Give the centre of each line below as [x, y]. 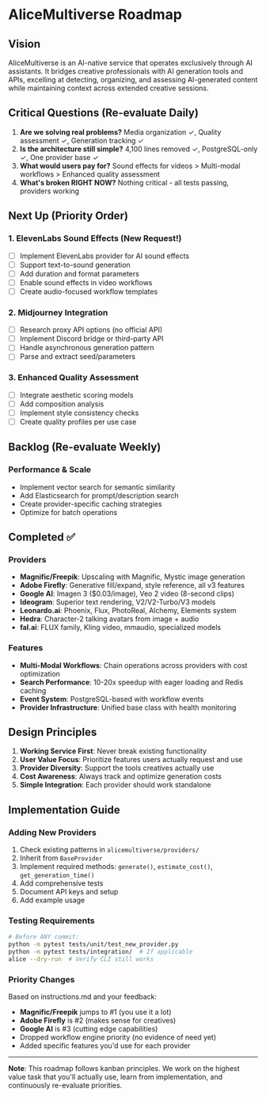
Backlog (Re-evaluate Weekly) [85, 447]
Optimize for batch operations [68, 512]
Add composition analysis [62, 404]
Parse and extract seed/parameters [78, 356]
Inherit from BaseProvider [61, 858]
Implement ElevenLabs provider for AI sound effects [104, 256]
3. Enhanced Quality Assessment [74, 378]
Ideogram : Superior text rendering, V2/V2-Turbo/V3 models [118, 602]
